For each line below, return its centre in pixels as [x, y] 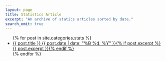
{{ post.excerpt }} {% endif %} [43, 48]
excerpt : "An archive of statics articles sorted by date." [69, 19]
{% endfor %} [27, 54]
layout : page [19, 10]
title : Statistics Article [33, 14]
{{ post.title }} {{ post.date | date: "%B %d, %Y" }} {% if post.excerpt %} [87, 43]
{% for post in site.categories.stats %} [52, 38]
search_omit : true [24, 24]
